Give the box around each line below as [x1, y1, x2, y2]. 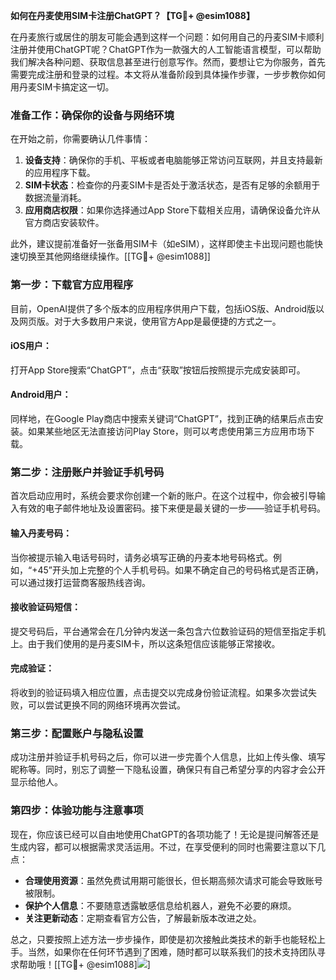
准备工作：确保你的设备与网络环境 [10, 108, 175, 122]
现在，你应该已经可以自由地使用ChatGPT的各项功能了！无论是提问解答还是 [10, 828, 320, 840]
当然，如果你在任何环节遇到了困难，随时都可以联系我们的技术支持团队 [27, 945, 317, 958]
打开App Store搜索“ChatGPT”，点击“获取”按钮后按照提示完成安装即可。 [10, 364, 306, 376]
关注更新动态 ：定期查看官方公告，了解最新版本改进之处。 [24, 912, 262, 924]
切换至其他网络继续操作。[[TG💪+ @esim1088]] [18, 250, 211, 263]
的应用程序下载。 [24, 167, 96, 179]
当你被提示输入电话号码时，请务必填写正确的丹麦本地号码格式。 [10, 551, 273, 563]
